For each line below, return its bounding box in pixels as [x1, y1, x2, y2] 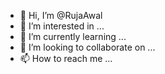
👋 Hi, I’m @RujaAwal [19, 10, 103, 21]
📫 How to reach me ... [19, 53, 113, 64]
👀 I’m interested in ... [19, 20, 105, 32]
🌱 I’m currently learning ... [19, 31, 127, 42]
